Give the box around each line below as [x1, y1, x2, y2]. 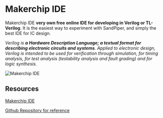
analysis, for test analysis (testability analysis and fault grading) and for [5, 55, 153, 61]
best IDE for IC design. [5, 30, 51, 36]
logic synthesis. [5, 61, 37, 67]
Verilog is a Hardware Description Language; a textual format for [5, 39, 142, 45]
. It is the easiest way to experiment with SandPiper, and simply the [20, 25, 157, 31]
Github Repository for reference [5, 107, 70, 113]
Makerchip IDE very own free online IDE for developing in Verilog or [5, 20, 145, 26]
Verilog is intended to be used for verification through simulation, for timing [5, 50, 159, 56]
